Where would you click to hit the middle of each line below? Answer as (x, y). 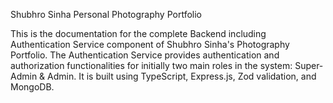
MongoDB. (32, 87)
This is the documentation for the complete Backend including (138, 33)
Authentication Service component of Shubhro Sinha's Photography (150, 44)
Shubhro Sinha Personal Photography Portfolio (106, 14)
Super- (309, 65)
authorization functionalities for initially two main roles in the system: (151, 65)
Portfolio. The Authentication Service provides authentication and (145, 55)
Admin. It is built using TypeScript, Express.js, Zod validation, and (182, 76)
